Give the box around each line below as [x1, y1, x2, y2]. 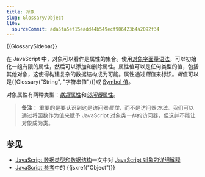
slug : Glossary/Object [6, 15, 64, 21]
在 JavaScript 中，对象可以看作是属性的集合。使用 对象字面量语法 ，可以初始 [6, 56, 197, 63]
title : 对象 [6, 9, 35, 15]
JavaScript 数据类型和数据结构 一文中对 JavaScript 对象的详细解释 [15, 156, 181, 164]
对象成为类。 [21, 120, 54, 127]
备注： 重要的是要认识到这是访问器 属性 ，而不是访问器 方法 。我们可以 [21, 104, 194, 112]
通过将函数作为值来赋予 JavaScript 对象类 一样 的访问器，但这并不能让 [21, 112, 196, 119]
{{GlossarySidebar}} [6, 43, 58, 50]
